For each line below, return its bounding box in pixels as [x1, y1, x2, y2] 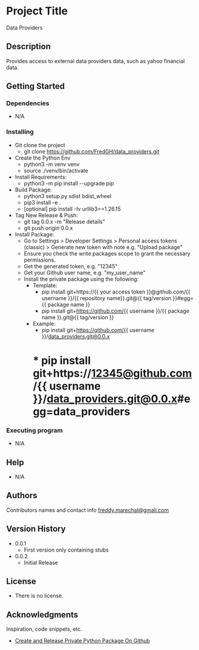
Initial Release [23, 559, 59, 566]
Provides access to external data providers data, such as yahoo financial [6, 57, 185, 64]
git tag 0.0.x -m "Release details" [23, 218, 106, 225]
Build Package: [14, 186, 52, 193]
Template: [32, 281, 58, 289]
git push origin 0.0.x [23, 224, 74, 232]
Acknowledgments [6, 609, 79, 619]
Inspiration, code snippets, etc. [6, 625, 82, 633]
